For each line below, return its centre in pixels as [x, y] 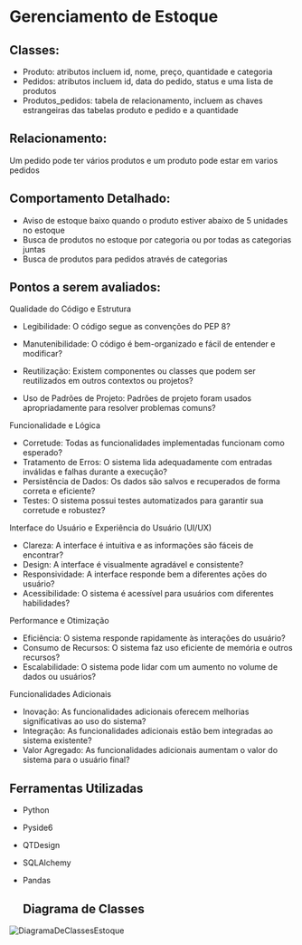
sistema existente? [57, 740]
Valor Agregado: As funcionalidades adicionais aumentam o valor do [150, 750]
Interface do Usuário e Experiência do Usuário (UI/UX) [111, 528]
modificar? [42, 354]
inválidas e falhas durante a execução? [94, 472]
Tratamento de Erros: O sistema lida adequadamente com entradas [147, 463]
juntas [34, 249]
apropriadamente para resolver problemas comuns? [119, 408]
